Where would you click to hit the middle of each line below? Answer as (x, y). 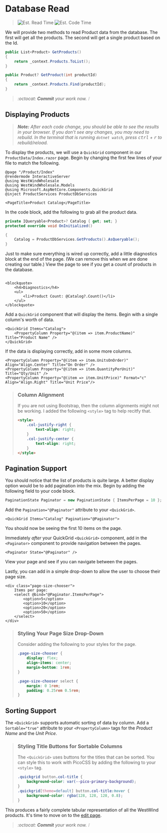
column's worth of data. (30, 320)
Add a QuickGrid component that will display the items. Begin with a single (82, 314)
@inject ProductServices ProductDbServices (51, 194)
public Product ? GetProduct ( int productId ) (51, 75)
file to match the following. (32, 163)
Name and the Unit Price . (31, 733)
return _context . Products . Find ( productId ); (60, 85)
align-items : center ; (49, 663)
